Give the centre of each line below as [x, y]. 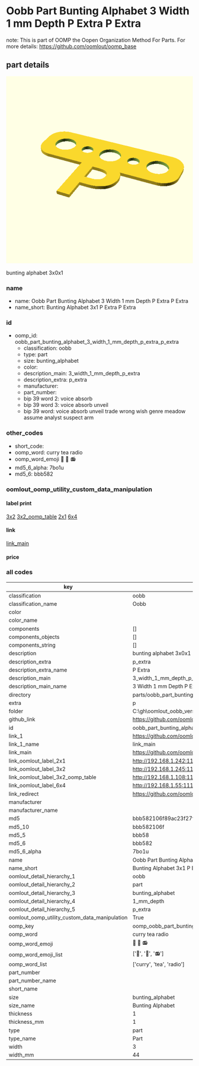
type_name [22, 1038]
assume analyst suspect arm [59, 417]
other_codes [25, 433]
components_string [32, 645]
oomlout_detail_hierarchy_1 [42, 877]
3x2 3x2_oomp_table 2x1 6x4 [42, 516]
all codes [20, 572]
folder [16, 711]
